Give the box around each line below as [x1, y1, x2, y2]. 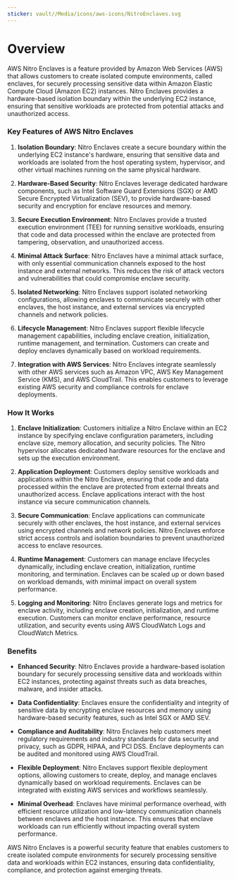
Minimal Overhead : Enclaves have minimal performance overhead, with [17, 800, 227, 808]
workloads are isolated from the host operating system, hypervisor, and [17, 158, 225, 166]
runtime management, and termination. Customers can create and [17, 338, 209, 347]
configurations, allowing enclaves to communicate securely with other [17, 295, 221, 304]
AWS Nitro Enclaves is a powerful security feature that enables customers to [7, 844, 229, 852]
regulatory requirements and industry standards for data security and [17, 735, 219, 743]
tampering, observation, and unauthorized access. [17, 237, 164, 246]
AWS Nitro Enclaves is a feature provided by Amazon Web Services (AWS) [7, 64, 223, 73]
